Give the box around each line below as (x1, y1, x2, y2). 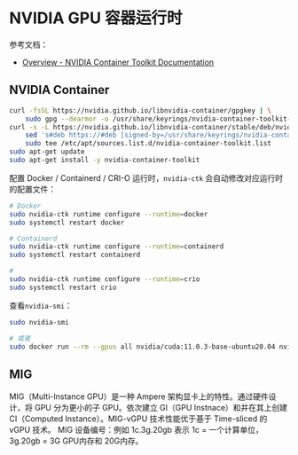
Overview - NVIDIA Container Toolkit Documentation (21, 57, 215, 67)
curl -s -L (9, 122, 50, 131)
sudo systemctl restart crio (9, 283, 117, 292)
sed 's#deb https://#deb (25, 130, 117, 140)
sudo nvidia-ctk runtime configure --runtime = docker (9, 209, 208, 218)
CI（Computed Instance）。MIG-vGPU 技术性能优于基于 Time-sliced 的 (9, 413, 268, 424)
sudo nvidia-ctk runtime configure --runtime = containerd (9, 242, 224, 251)
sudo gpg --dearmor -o (25, 114, 109, 123)
